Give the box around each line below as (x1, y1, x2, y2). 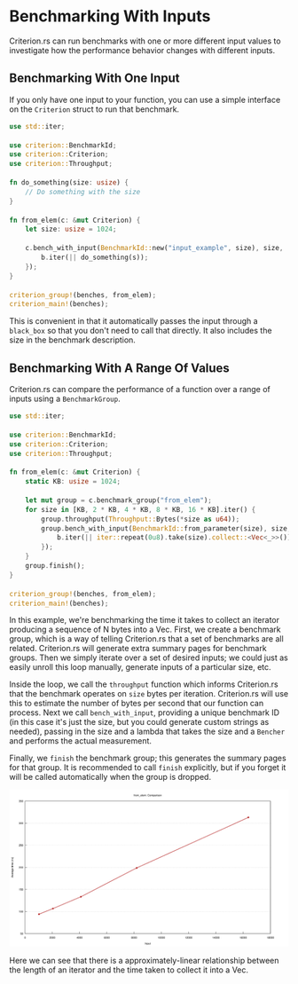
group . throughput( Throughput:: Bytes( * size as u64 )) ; (41, 515, 240, 523)
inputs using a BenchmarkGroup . (9, 393, 122, 405)
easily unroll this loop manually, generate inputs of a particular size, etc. (9, 662, 272, 673)
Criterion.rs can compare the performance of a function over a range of (9, 384, 271, 395)
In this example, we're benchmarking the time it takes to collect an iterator (9, 615, 280, 626)
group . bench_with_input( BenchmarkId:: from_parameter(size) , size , (41, 523, 292, 533)
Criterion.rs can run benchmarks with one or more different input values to (9, 35, 281, 46)
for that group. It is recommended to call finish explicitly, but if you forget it (9, 762, 286, 773)
